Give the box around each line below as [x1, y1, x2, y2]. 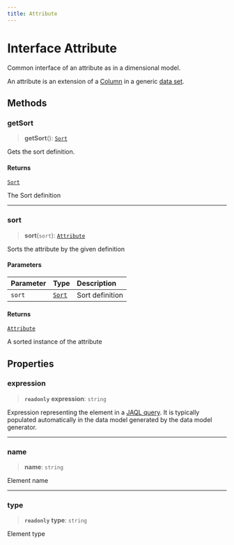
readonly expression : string [24, 394, 107, 402]
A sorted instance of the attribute [7, 337, 102, 346]
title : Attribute [7, 10, 58, 17]
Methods [7, 97, 47, 109]
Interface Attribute [7, 40, 117, 56]
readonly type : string [24, 516, 87, 525]
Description [76, 278, 117, 288]
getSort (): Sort [24, 134, 68, 143]
